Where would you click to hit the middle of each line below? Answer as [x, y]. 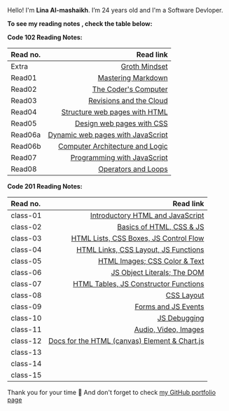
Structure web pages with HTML [114, 112]
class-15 [26, 375]
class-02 [26, 227]
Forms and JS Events [169, 306]
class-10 [26, 318]
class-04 [26, 250]
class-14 [26, 364]
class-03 [26, 238]
